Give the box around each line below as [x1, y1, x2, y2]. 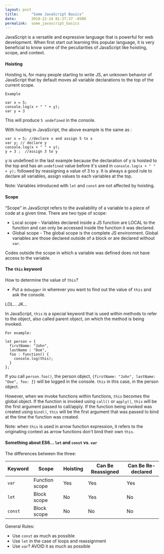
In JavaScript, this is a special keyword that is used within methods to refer [5, 310, 157, 316]
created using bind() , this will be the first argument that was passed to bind [5, 409, 159, 415]
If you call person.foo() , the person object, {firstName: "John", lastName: [5, 373, 156, 379]
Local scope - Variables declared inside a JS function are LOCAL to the [12, 220, 155, 225]
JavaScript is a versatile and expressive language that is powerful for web [5, 34, 154, 40]
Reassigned [91, 468, 119, 475]
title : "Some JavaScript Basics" [5, 12, 84, 17]
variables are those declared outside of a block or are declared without [12, 235, 155, 241]
